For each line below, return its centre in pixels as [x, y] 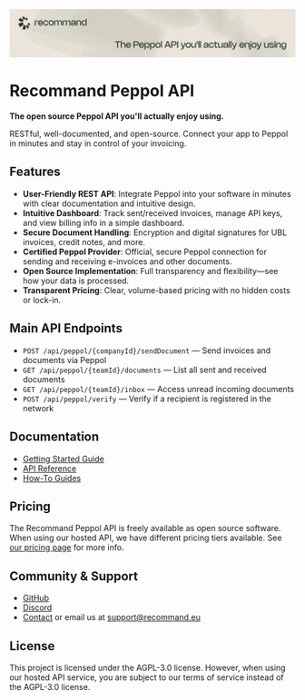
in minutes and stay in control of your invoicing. [98, 143]
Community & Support [74, 576]
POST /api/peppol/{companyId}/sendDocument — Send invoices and [147, 350]
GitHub [36, 598]
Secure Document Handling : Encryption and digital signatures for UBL [155, 232]
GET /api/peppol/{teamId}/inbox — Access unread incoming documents [158, 389]
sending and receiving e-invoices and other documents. [127, 261]
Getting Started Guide [63, 458]
